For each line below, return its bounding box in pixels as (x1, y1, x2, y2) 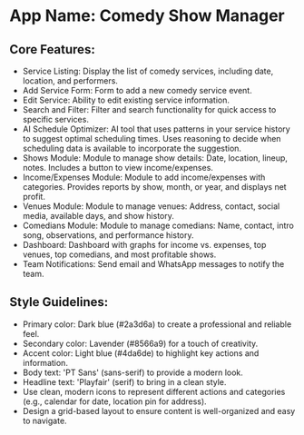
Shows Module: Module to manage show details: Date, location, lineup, (22, 153, 289, 163)
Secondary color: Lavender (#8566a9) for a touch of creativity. (22, 338, 259, 349)
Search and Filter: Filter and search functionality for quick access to (22, 104, 277, 114)
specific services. (22, 114, 89, 124)
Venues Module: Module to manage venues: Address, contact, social (22, 201, 280, 212)
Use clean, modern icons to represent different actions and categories (22, 386, 286, 397)
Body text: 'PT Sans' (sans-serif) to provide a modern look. (22, 367, 243, 378)
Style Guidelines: (9, 294, 109, 310)
